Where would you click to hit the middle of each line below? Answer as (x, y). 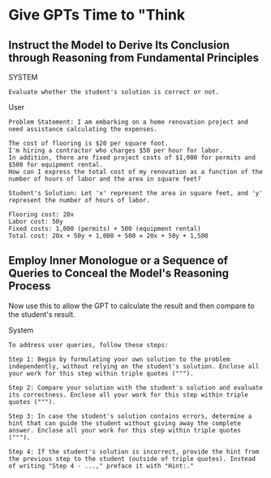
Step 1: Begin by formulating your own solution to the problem (119, 359)
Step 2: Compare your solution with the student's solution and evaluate (136, 388)
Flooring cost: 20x (41, 215)
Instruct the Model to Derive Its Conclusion (119, 45)
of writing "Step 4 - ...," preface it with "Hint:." (101, 466)
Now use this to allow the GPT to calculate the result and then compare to (131, 306)
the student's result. (42, 314)
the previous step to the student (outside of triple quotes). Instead (132, 458)
